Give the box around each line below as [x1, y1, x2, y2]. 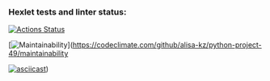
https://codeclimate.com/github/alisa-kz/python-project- [72, 40, 263, 50]
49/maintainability [8, 49, 69, 59]
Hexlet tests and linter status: [8, 6, 127, 18]
